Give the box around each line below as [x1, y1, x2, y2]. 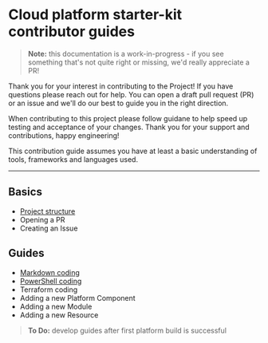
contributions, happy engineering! [8, 130, 120, 140]
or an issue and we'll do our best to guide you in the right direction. [8, 98, 229, 108]
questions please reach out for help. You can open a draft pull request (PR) [8, 89, 254, 99]
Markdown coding [19, 267, 80, 277]
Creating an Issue [19, 223, 78, 233]
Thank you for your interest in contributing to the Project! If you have [8, 81, 234, 91]
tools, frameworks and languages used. [8, 154, 138, 164]
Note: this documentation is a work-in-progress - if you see [27, 49, 225, 58]
